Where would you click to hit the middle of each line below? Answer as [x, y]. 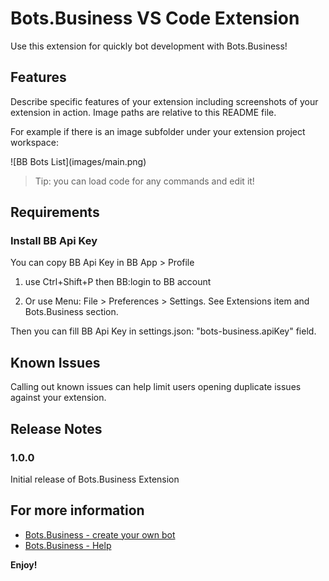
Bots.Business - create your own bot [100, 534]
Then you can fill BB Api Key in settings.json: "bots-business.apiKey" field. [163, 331]
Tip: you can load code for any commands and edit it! [144, 181]
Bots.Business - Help [68, 545]
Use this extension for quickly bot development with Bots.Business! [149, 46]
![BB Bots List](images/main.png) [78, 161]
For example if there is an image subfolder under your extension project [158, 131]
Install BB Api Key [54, 241]
